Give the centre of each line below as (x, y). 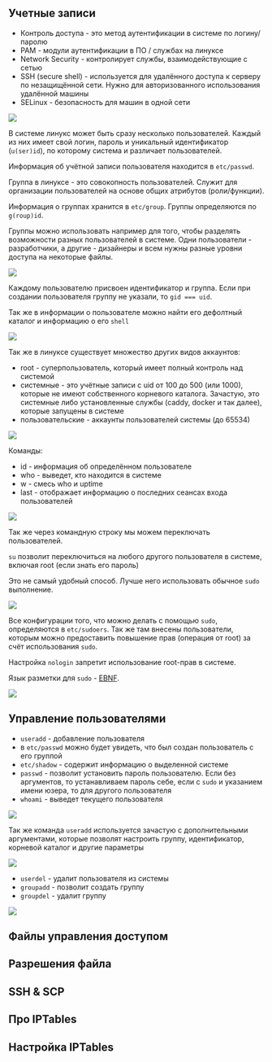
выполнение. (31, 589)
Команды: (26, 450)
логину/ (248, 33)
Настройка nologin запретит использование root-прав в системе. (123, 662)
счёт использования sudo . (53, 646)
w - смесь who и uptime (61, 483)
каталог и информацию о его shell (69, 321)
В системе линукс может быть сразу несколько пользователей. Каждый (135, 133)
